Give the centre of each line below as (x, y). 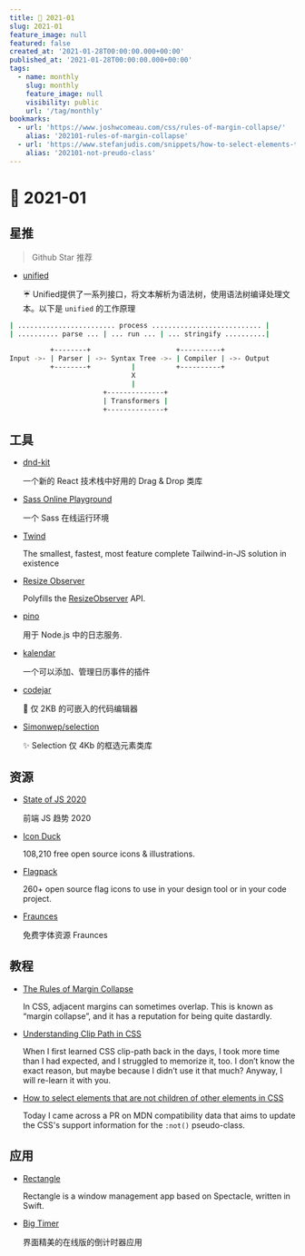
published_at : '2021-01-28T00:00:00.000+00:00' (101, 60)
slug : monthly (52, 85)
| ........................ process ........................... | (140, 325)
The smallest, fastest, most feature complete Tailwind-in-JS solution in (155, 554)
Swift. (33, 1205)
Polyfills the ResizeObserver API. (84, 598)
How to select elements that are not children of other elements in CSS (153, 1098)
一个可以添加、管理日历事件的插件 (86, 672)
